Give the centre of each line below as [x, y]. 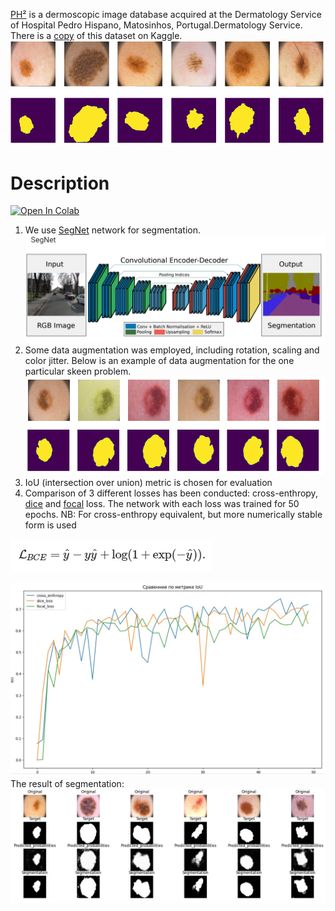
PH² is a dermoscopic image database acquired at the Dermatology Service [166, 14]
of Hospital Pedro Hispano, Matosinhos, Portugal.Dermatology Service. [156, 25]
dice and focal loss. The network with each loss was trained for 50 [162, 504]
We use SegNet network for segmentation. [113, 230]
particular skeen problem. [78, 371]
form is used [50, 525]
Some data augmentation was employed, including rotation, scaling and [172, 350]
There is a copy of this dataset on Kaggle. [96, 35]
